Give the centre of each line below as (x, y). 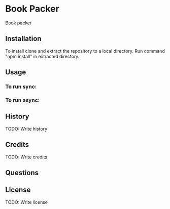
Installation (23, 39)
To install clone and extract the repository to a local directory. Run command (85, 51)
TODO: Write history (26, 129)
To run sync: (21, 87)
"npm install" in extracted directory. (42, 56)
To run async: (23, 100)
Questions (22, 173)
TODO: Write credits (26, 157)
